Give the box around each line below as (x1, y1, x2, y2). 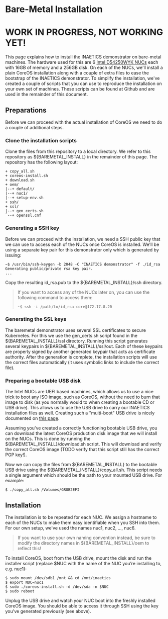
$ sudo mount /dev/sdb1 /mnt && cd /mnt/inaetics (5, 575, 111, 580)
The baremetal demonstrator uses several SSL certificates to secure (5, 327, 146, 333)
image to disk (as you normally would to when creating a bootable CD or (5, 399, 154, 405)
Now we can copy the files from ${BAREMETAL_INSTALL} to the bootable (5, 462, 157, 468)
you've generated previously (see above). (5, 608, 91, 614)
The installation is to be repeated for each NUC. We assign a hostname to (5, 514, 157, 520)
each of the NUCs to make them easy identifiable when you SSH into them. (5, 519, 160, 525)
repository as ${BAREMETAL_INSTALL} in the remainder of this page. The (5, 154, 157, 160)
